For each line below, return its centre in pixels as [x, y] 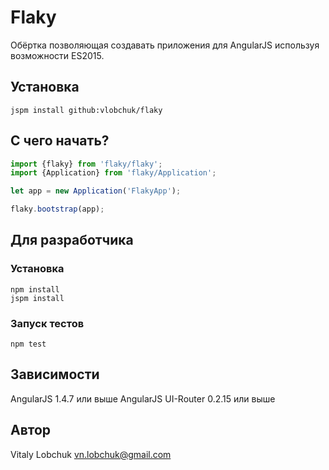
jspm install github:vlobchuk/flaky [86, 110]
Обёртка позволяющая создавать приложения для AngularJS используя [165, 45]
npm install [35, 289]
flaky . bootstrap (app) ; [57, 209]
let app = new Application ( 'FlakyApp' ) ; [96, 191]
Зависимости [55, 374]
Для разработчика [72, 240]
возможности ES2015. [57, 55]
